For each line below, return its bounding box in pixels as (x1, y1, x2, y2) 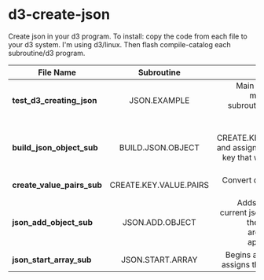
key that (222, 152, 252, 163)
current (219, 207, 247, 218)
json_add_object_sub (12, 216, 93, 227)
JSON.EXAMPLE (129, 94, 190, 105)
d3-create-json (8, 6, 110, 24)
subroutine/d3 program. (8, 48, 86, 57)
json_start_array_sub (12, 254, 92, 265)
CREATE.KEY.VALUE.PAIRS (109, 179, 210, 190)
